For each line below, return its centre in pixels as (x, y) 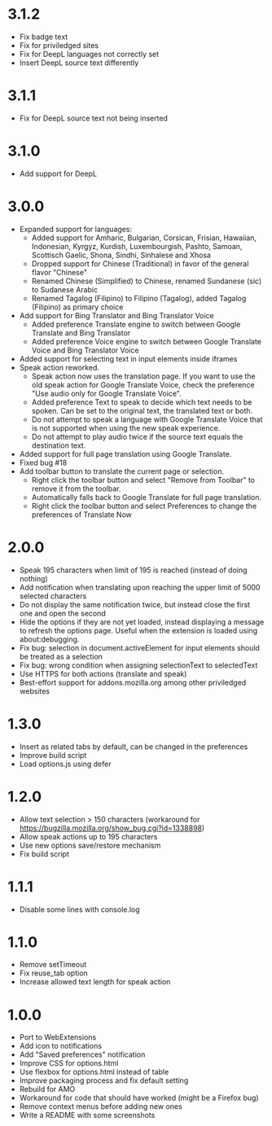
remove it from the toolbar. (76, 489)
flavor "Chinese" (59, 272)
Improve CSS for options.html (69, 1063)
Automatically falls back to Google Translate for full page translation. (147, 497)
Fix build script (44, 854)
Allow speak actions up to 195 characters (88, 836)
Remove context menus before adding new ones (101, 1106)
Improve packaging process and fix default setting (104, 1080)
